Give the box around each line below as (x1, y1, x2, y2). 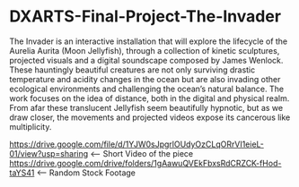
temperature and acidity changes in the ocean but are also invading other (9, 73, 281, 84)
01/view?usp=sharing (9, 148, 89, 158)
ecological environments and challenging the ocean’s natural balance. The (9, 83, 285, 94)
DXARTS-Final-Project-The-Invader (9, 6, 281, 27)
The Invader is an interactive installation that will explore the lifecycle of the (9, 36, 288, 47)
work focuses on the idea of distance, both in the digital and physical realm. (9, 92, 290, 104)
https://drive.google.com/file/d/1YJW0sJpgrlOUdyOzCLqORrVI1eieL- (9, 139, 265, 149)
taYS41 (9, 167, 35, 178)
